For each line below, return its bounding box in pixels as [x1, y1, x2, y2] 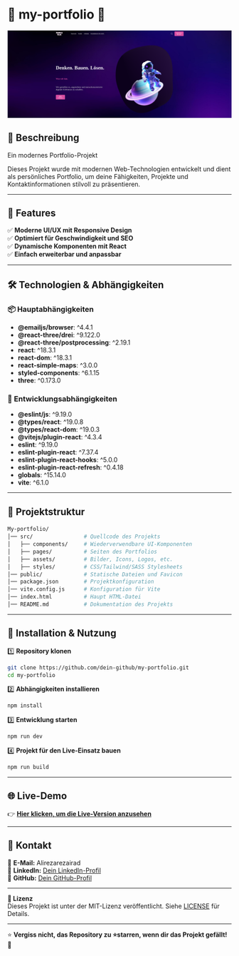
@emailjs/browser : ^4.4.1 [17, 323, 93, 332]
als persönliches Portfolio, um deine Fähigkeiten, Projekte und [7, 172, 188, 180]
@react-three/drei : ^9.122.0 [17, 331, 101, 340]
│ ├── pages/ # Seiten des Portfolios [7, 548, 158, 555]
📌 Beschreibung [7, 132, 80, 144]
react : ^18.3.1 [17, 346, 56, 355]
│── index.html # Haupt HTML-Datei [7, 594, 142, 601]
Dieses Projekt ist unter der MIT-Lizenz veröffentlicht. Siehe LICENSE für [7, 902, 221, 910]
